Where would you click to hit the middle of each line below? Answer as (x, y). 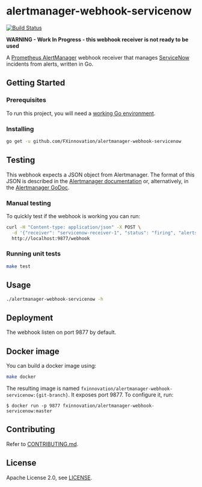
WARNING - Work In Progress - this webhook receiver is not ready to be (97, 39)
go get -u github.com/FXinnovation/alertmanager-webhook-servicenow (94, 141)
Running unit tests (34, 254)
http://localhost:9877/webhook (51, 238)
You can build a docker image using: (51, 366)
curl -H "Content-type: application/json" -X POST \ (74, 227)
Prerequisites (26, 100)
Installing (20, 129)
